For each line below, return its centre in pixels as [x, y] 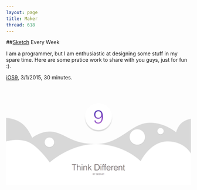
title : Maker [22, 19]
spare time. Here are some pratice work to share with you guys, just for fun [97, 60]
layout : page [22, 12]
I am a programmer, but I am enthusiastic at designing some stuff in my [92, 54]
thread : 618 [21, 25]
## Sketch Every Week [33, 42]
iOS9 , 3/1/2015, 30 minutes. [39, 78]
